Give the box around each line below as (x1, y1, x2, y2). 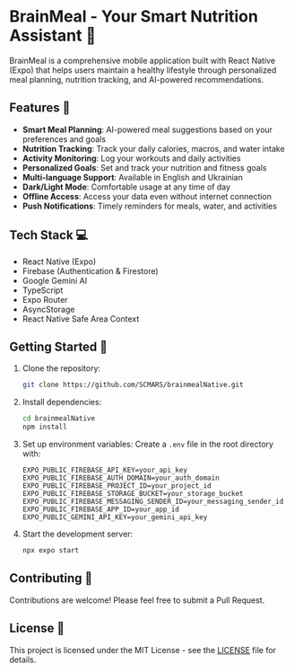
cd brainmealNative (22, 414, 96, 423)
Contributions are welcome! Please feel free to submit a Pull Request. (9, 595, 265, 606)
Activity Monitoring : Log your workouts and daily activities (22, 153, 241, 164)
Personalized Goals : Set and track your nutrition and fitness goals (22, 162, 267, 172)
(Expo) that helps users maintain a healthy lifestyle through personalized (9, 65, 277, 75)
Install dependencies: (22, 397, 102, 408)
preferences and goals (22, 133, 106, 145)
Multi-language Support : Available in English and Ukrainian (22, 172, 244, 182)
